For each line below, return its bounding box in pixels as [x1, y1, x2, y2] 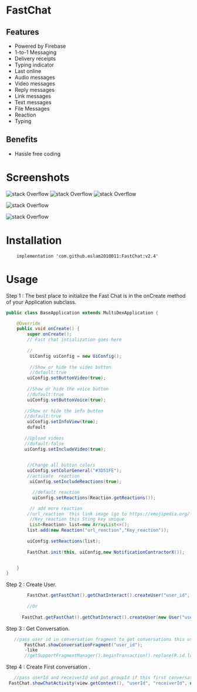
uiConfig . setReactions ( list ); [27, 538, 101, 544]
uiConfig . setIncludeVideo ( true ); [24, 446, 107, 452]
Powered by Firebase [14, 42, 66, 49]
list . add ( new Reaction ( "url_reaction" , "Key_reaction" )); [27, 527, 169, 533]
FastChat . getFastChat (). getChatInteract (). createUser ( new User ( [21, 614, 182, 620]
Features [6, 27, 39, 37]
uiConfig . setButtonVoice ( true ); [27, 397, 107, 403]
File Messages [14, 105, 50, 112]
